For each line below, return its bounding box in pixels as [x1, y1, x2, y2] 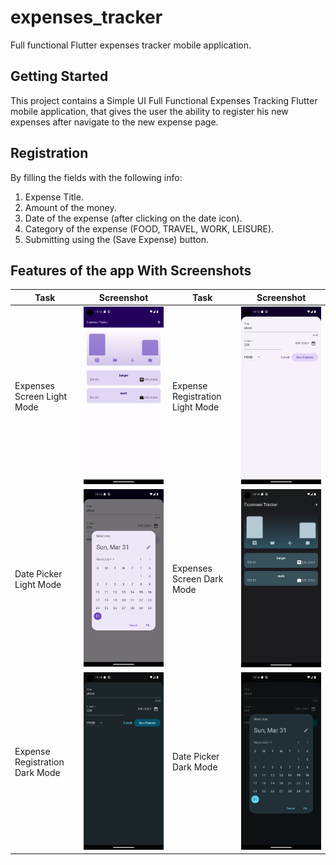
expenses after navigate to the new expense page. [10, 116, 219, 128]
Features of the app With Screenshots [10, 262, 252, 279]
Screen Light [14, 391, 68, 403]
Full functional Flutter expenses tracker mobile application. [10, 39, 252, 51]
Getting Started [10, 68, 109, 85]
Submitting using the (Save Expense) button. [24, 233, 209, 245]
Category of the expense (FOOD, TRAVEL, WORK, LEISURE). [24, 222, 275, 235]
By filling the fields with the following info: [10, 171, 183, 183]
